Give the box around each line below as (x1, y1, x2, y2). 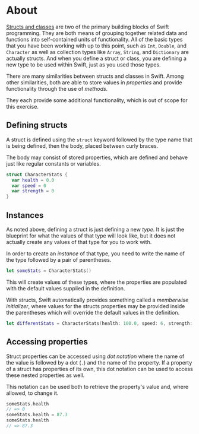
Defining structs (6, 120, 68, 131)
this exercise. (6, 103, 39, 110)
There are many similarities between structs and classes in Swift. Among (6, 72, 184, 80)
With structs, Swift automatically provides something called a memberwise (6, 296, 189, 303)
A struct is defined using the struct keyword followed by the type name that (6, 136, 192, 143)
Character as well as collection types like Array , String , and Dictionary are (6, 48, 189, 55)
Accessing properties (6, 337, 88, 347)
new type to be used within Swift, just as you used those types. (6, 61, 162, 68)
